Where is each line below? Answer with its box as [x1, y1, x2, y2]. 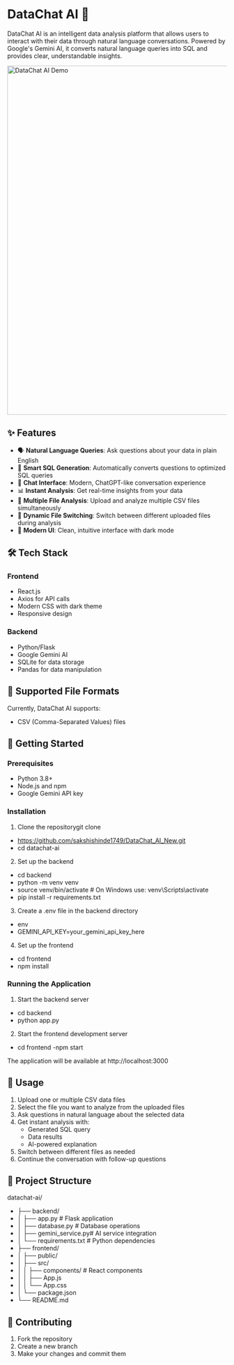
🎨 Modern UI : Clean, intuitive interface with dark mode [17, 526, 174, 534]
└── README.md [17, 1296, 69, 1304]
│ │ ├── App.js [17, 1274, 62, 1282]
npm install [17, 961, 49, 970]
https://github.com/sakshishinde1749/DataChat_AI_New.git [17, 836, 186, 844]
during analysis [17, 518, 61, 526]
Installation [7, 806, 47, 816]
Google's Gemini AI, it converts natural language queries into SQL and [7, 44, 208, 52]
